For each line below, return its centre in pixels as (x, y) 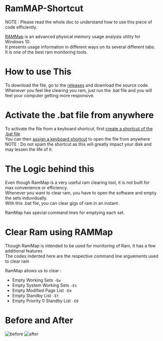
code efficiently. (21, 27)
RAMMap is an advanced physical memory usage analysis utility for (73, 36)
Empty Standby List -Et (36, 295)
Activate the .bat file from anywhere (80, 115)
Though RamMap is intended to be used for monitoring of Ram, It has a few (80, 246)
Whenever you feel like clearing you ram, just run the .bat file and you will (79, 90)
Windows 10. (18, 41)
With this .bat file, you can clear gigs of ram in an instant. (62, 203)
